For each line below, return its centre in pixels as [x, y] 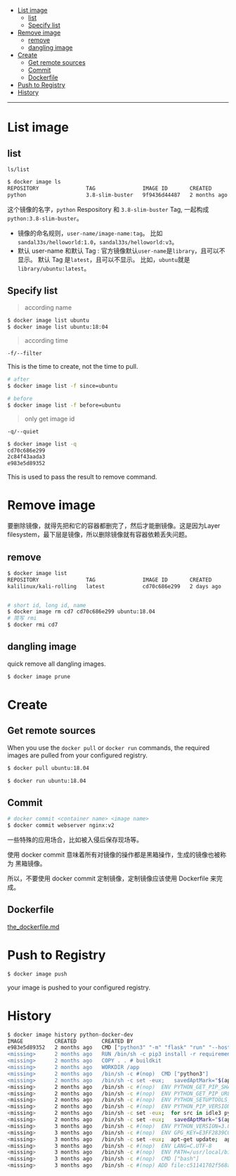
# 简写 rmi [22, 619]
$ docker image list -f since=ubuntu [63, 386]
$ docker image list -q [42, 444]
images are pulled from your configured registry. [77, 755]
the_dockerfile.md [33, 927]
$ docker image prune [39, 676]
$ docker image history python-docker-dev [70, 1035]
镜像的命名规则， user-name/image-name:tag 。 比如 [90, 233]
